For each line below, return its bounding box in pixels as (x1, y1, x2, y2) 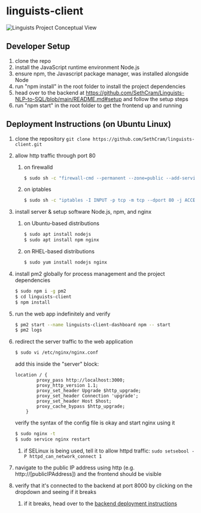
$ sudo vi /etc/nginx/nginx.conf (14, 350, 99, 356)
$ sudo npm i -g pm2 (14, 288, 66, 294)
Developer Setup (6, 41, 71, 51)
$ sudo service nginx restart (14, 436, 91, 442)
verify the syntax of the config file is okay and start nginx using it (14, 419, 175, 426)
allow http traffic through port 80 (14, 151, 96, 159)
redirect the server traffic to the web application (14, 338, 133, 345)
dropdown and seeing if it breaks (14, 488, 97, 495)
